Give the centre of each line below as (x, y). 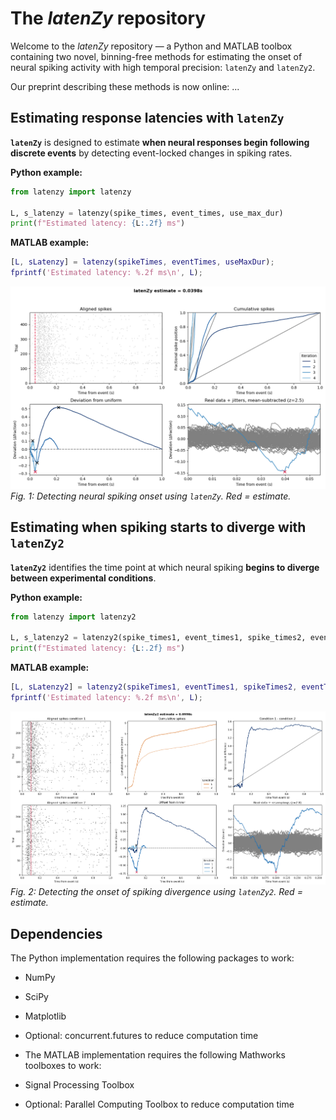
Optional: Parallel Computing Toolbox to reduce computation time (159, 1104)
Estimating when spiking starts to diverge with (158, 527)
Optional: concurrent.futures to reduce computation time (141, 1036)
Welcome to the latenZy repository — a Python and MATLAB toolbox (151, 46)
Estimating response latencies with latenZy (147, 118)
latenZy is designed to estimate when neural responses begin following (160, 142)
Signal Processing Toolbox (79, 1085)
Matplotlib (45, 1016)
